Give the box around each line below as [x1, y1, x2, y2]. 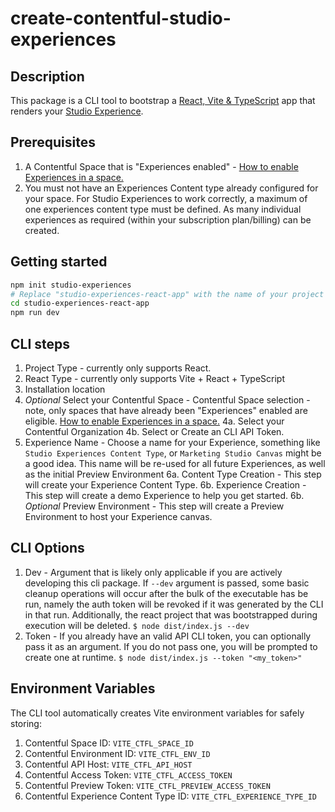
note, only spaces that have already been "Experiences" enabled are [24, 404, 308, 416]
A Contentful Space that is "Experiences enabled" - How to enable [24, 160, 299, 172]
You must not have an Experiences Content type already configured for [24, 182, 319, 194]
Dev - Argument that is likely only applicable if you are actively [24, 566, 283, 578]
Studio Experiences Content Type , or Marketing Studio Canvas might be [24, 447, 322, 459]
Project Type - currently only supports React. [24, 362, 212, 374]
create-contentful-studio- [10, 7, 232, 30]
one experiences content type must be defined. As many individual [24, 203, 302, 215]
